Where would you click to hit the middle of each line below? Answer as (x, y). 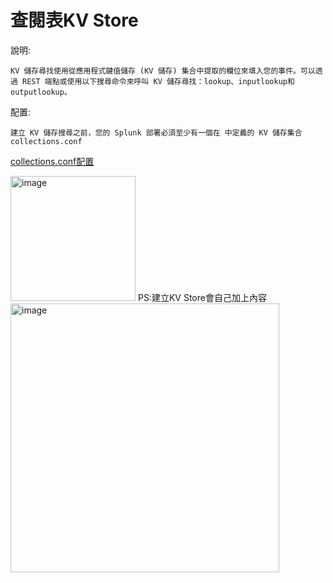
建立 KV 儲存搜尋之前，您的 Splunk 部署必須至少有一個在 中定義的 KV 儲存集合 (156, 132)
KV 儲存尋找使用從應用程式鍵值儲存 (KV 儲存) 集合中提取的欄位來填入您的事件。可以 (163, 71)
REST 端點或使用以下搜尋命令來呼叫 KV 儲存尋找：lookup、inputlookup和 (158, 81)
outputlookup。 (41, 92)
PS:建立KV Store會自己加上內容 (202, 297)
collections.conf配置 (52, 161)
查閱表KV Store (74, 20)
